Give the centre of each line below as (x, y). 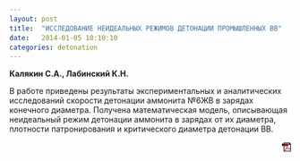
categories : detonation (54, 47)
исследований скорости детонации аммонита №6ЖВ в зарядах (131, 101)
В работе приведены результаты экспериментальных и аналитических (146, 91)
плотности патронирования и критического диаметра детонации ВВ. (141, 129)
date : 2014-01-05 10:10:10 (64, 38)
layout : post (34, 19)
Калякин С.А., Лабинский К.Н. (69, 74)
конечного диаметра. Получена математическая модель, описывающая (149, 110)
